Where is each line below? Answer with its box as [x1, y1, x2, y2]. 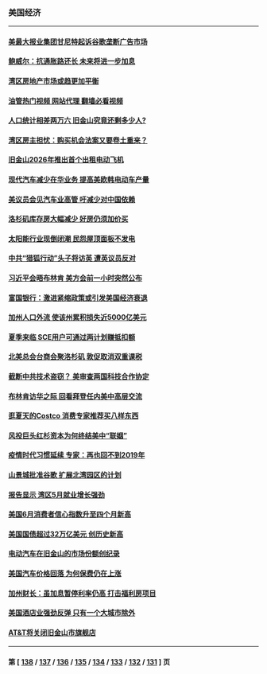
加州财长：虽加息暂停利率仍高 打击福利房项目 [8, 588, 157, 598]
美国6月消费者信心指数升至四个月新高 [8, 509, 132, 519]
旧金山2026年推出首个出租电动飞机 [8, 155, 125, 165]
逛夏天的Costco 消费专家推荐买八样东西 [8, 411, 139, 421]
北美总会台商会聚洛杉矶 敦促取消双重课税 [8, 352, 143, 361]
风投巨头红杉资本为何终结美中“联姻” [8, 431, 128, 440]
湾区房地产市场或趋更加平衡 [8, 76, 99, 86]
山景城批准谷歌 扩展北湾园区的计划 [8, 469, 122, 479]
